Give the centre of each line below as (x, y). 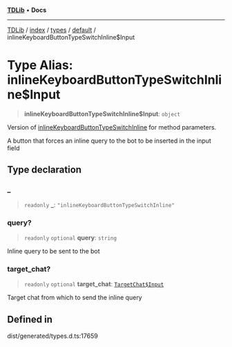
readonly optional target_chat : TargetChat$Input (94, 284)
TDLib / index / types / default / (52, 30)
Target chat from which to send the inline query (75, 298)
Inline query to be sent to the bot (54, 251)
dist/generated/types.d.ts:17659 (52, 336)
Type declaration (44, 170)
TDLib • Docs (27, 10)
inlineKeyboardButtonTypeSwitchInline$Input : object (102, 114)
